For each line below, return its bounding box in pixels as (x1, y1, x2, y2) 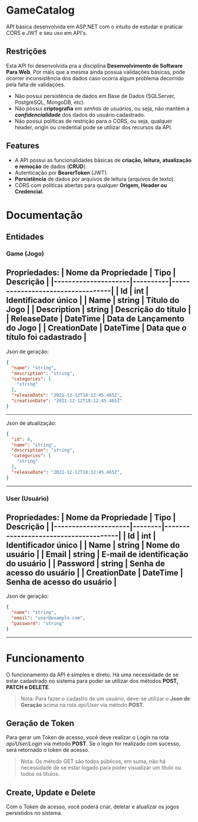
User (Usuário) (6, 494, 49, 502)
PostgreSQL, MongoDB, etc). (14, 99, 85, 106)
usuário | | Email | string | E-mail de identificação (6, 549, 189, 559)
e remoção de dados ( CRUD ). (14, 163, 87, 170)
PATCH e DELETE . (6, 683, 50, 690)
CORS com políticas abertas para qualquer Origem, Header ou (14, 181, 167, 189)
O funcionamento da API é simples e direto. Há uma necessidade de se (6, 671, 179, 678)
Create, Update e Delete (6, 787, 96, 797)
